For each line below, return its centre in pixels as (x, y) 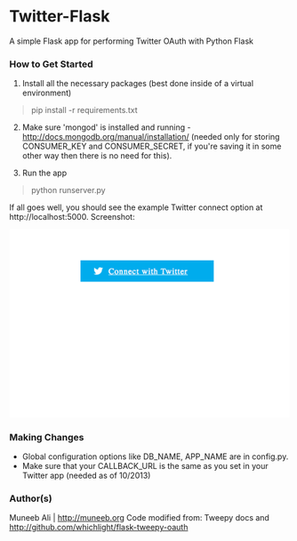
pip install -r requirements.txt (84, 110)
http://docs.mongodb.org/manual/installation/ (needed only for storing (151, 137)
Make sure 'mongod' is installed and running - (106, 127)
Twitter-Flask (60, 16)
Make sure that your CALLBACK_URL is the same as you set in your (145, 466)
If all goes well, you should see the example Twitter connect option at (136, 207)
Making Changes (47, 437)
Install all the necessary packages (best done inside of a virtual (138, 84)
